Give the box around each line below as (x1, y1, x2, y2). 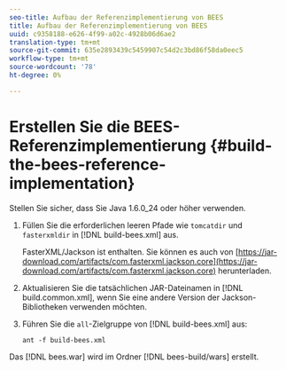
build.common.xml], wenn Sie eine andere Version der (21, 292, 220, 303)
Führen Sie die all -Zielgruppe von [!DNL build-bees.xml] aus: (21, 319, 248, 329)
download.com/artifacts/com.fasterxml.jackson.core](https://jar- (21, 256, 259, 266)
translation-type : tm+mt (9, 37, 101, 47)
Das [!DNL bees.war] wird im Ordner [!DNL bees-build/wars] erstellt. (9, 351, 259, 362)
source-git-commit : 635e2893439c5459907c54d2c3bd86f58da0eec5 (9, 46, 243, 55)
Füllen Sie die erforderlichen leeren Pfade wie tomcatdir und (21, 219, 243, 231)
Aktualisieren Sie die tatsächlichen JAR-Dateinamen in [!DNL (21, 282, 243, 293)
